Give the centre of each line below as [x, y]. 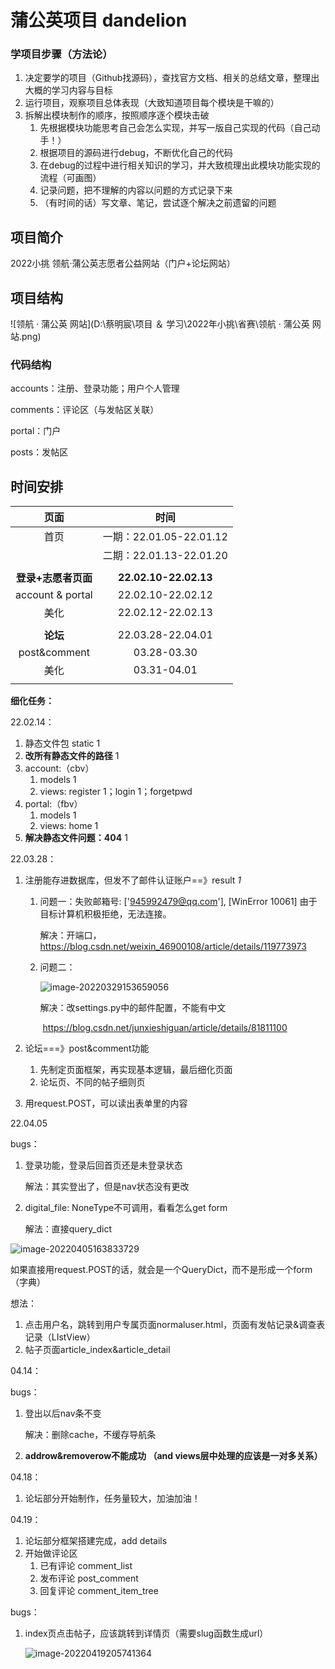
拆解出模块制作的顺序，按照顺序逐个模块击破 [117, 115]
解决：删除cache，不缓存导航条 [90, 1435]
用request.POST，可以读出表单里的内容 [106, 1103]
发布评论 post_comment [89, 1578]
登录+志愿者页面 [54, 578]
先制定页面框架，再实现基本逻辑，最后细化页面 [136, 1070]
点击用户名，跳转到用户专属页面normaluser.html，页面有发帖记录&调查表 [175, 1325]
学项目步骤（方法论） [61, 54]
